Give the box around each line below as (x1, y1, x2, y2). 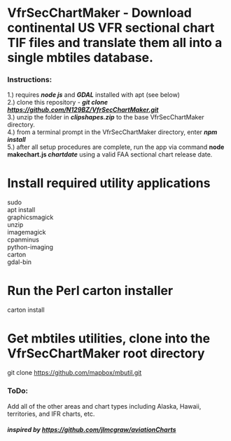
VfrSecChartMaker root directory (7, 345, 205, 361)
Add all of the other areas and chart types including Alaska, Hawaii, (7, 402, 202, 410)
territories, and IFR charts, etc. (7, 409, 95, 418)
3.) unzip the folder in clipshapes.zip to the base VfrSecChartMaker (7, 113, 204, 121)
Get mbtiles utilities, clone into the (7, 330, 211, 346)
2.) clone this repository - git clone (7, 98, 108, 107)
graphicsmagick (7, 213, 54, 222)
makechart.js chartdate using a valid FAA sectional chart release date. (7, 150, 213, 159)
